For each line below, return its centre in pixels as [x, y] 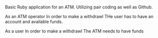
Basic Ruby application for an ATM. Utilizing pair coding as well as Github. [79, 7]
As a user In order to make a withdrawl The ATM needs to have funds [74, 31]
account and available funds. [34, 22]
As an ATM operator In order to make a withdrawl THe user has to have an [79, 16]
